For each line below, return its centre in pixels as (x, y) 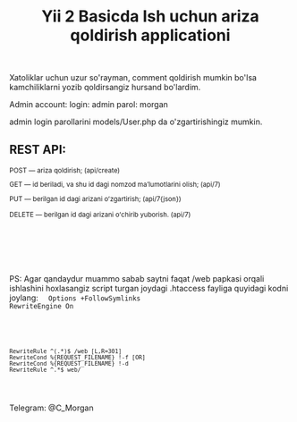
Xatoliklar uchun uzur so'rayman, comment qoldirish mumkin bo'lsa (133, 77)
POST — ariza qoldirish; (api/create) (65, 170)
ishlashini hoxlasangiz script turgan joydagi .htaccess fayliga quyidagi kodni (149, 289)
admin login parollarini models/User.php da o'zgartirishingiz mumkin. (136, 122)
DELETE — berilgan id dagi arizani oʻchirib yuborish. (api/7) (100, 215)
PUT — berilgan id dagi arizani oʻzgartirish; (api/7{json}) (95, 199)
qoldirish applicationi (150, 35)
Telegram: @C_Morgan (51, 408)
